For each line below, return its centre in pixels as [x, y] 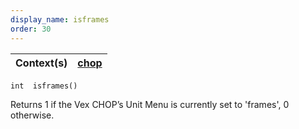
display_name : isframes [60, 19]
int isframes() [44, 86]
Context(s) [41, 63]
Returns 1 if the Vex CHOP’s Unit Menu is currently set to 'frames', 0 [150, 104]
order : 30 [31, 29]
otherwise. [32, 115]
